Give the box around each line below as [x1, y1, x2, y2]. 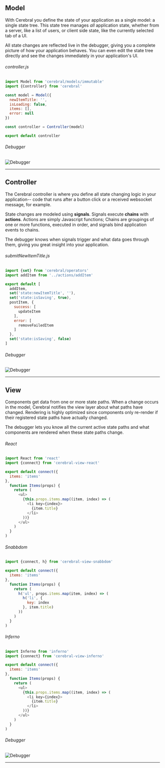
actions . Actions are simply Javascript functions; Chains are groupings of [5, 216, 154, 222]
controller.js [5, 64, 29, 70]
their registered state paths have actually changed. [5, 415, 108, 420]
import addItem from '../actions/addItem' [5, 273, 93, 278]
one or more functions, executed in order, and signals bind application [5, 222, 147, 227]
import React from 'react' [5, 456, 60, 461]
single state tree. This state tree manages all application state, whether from [5, 22, 160, 28]
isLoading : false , [9, 102, 48, 107]
